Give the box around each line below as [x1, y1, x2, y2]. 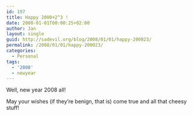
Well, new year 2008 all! [6, 86, 66, 93]
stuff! [6, 104, 20, 111]
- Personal [11, 53, 39, 59]
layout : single [6, 31, 44, 37]
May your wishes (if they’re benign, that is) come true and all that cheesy [6, 98, 187, 105]
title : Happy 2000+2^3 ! [6, 14, 69, 20]
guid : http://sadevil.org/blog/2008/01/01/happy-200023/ [6, 36, 152, 42]
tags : [6, 59, 20, 65]
